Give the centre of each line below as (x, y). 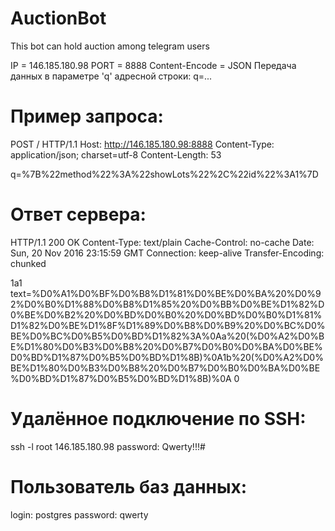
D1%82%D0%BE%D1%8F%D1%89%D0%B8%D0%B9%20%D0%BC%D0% (168, 325)
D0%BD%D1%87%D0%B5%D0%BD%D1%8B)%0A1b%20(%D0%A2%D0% (167, 357)
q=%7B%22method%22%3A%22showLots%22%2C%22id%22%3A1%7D (164, 174)
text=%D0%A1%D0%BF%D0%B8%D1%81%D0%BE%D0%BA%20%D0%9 (166, 293)
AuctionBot (58, 18)
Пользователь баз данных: (129, 486)
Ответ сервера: (78, 214)
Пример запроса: (87, 116)
